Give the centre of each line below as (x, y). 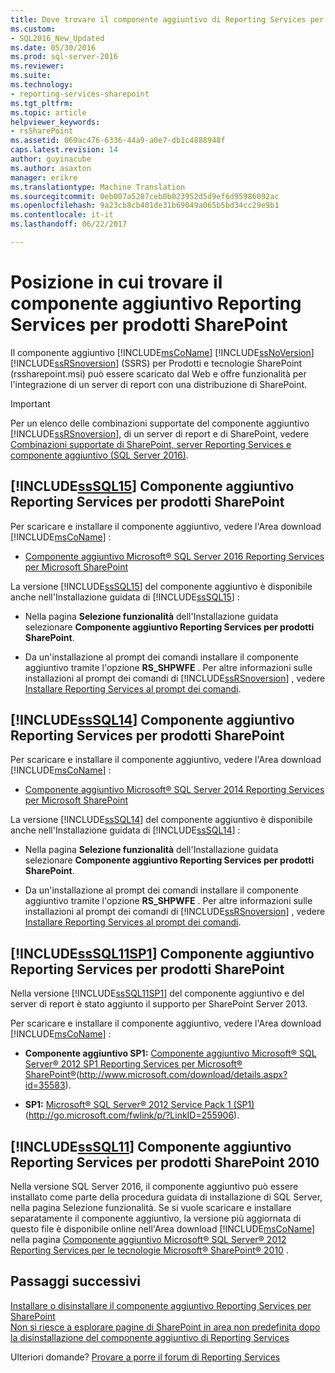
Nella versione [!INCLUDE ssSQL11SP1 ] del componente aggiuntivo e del (157, 993)
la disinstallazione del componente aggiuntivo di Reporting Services (150, 1337)
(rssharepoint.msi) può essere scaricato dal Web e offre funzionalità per (158, 373)
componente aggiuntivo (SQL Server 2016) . (99, 455)
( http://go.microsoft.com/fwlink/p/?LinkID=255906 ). (132, 1115)
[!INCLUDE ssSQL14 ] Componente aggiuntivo (152, 720)
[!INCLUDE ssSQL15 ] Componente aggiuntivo (152, 486)
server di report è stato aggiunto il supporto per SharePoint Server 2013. (159, 1004)
